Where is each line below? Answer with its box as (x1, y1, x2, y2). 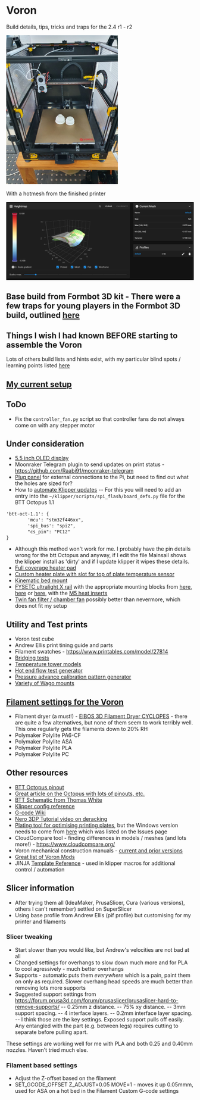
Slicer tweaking (6, 933, 52, 941)
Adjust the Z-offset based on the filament (14, 1075, 116, 1082)
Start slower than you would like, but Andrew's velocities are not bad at (14, 946, 189, 953)
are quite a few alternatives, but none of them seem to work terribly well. (14, 718, 193, 726)
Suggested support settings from (14, 990, 96, 998)
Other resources (6, 768, 68, 778)
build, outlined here (6, 310, 80, 320)
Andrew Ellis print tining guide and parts (14, 642, 113, 649)
